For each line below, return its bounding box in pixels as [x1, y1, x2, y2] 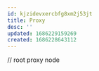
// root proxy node [7, 56, 60, 64]
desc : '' [7, 23, 33, 30]
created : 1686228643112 [7, 37, 77, 44]
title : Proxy [7, 17, 46, 24]
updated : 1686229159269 [7, 30, 77, 37]
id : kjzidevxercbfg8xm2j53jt [7, 10, 93, 18]
